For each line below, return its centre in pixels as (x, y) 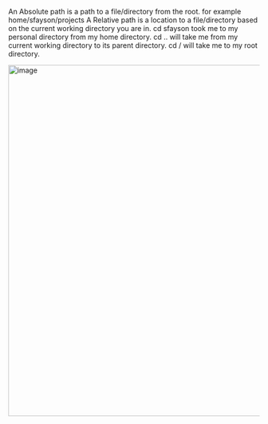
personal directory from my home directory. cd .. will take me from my (123, 37)
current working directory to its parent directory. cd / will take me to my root (133, 45)
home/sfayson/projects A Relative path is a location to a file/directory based (133, 20)
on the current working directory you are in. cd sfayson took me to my (123, 28)
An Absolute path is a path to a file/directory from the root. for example (125, 12)
